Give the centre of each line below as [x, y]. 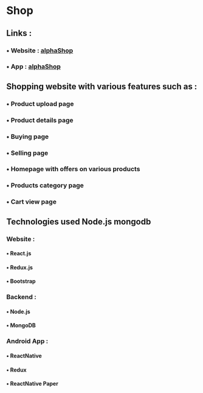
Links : [19, 33]
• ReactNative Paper [33, 384]
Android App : [27, 341]
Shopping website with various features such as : [102, 86]
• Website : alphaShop [40, 51]
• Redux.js [20, 267]
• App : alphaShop [33, 66]
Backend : [21, 297]
